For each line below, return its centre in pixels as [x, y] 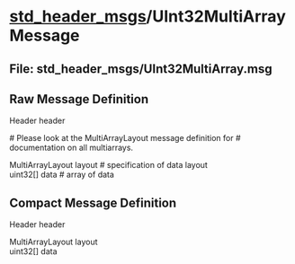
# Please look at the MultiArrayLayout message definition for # [125, 138]
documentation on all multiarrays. [71, 148]
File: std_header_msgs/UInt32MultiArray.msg [141, 69]
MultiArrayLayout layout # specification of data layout [109, 165]
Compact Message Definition [93, 202]
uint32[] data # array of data [62, 175]
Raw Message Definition [79, 99]
